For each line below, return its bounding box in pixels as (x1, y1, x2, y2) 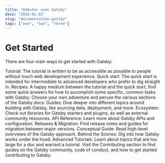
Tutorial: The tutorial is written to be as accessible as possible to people (5, 68, 151, 74)
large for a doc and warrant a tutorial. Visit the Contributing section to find (5, 142, 156, 148)
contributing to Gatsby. (5, 152, 52, 158)
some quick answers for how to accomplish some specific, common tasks (5, 89, 156, 95)
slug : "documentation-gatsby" (5, 16, 68, 21)
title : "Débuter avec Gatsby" (5, 7, 68, 12)
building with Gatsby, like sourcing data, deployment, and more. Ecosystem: (5, 105, 160, 111)
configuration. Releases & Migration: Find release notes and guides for (5, 121, 149, 126)
